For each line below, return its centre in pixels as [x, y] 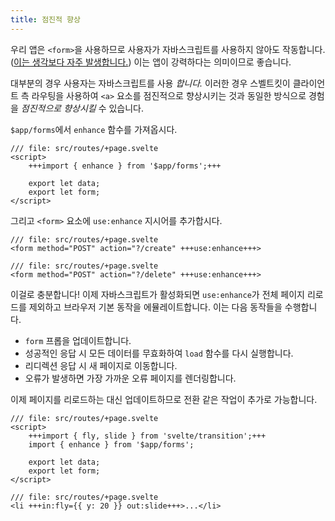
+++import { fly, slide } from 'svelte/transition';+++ [147, 436]
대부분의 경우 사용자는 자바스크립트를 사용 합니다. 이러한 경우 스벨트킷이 [150, 83]
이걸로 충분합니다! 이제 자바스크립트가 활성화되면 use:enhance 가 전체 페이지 [157, 294]
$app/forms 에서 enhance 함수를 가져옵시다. [94, 129]
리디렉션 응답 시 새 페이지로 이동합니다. [101, 365]
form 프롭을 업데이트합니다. [78, 340]
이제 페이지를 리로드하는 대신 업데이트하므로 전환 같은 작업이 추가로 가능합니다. [164, 399]
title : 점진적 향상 [45, 19]
